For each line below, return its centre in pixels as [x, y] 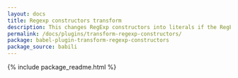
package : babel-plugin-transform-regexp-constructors [89, 40]
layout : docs [27, 14]
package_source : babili [42, 47]
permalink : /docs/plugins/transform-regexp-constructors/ [95, 34]
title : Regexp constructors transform [64, 21]
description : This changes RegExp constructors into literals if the [112, 27]
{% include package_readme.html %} [62, 67]
